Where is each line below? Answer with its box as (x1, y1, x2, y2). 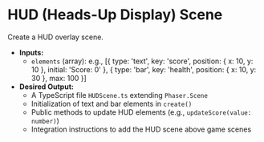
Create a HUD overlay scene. (7, 32, 104, 42)
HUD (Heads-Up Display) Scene (7, 6, 223, 24)
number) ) (30, 116, 59, 125)
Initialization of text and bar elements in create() (30, 99, 193, 108)
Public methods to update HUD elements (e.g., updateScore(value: (30, 107, 252, 117)
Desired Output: (18, 82, 74, 91)
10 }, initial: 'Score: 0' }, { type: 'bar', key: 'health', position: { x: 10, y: (30, 64, 257, 74)
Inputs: (18, 47, 44, 57)
